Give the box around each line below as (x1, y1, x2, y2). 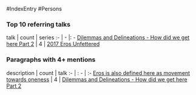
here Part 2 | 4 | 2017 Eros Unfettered (6, 41, 100, 48)
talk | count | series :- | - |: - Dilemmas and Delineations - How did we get (6, 34, 190, 41)
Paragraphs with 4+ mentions (6, 56, 96, 64)
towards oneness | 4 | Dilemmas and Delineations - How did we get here (6, 76, 188, 83)
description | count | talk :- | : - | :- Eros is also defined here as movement (6, 69, 190, 76)
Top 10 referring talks (6, 20, 71, 28)
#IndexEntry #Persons (6, 5, 63, 12)
